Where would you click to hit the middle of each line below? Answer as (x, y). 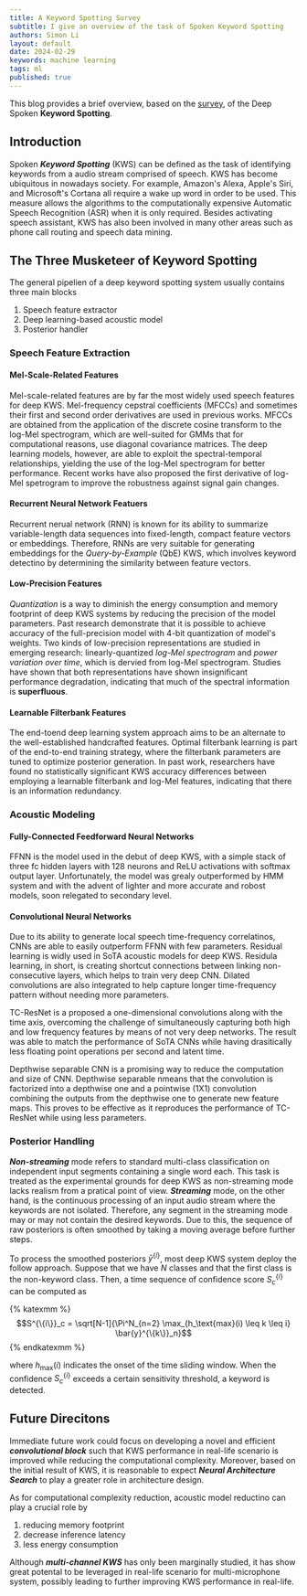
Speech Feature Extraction (70, 353)
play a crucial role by (49, 1507)
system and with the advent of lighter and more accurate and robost (138, 886)
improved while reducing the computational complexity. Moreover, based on (153, 1460)
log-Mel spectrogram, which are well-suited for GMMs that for (127, 434)
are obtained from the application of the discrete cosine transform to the (146, 424)
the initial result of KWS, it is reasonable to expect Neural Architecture (143, 1470)
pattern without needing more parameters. (89, 995)
